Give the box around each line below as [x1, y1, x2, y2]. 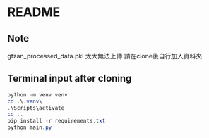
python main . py [7, 124, 52, 131]
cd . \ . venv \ [7, 98, 42, 105]
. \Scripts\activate [7, 104, 65, 111]
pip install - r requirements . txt [7, 118, 106, 125]
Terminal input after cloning [7, 73, 132, 84]
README [7, 4, 61, 20]
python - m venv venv [7, 91, 68, 99]
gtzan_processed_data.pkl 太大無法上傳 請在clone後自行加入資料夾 [7, 52, 203, 60]
